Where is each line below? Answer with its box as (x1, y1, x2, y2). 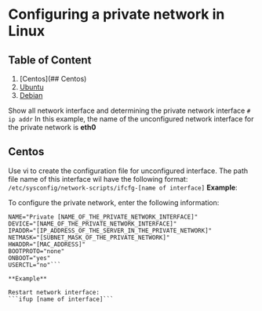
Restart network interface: (8, 288, 100, 296)
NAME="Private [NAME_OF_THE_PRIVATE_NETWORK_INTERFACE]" (8, 213, 198, 221)
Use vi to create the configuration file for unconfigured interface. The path (8, 166, 249, 175)
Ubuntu (19, 82, 45, 92)
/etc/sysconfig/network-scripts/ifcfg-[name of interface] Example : (8, 183, 238, 192)
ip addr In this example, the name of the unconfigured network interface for (8, 114, 254, 123)
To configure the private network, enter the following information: (8, 197, 220, 207)
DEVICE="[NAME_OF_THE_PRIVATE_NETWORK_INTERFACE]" (8, 219, 177, 228)
